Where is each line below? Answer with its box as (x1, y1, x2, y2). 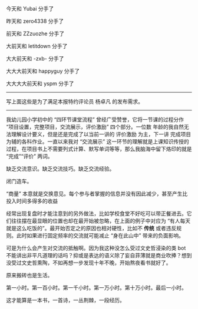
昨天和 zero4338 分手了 (6, 18, 64, 25)
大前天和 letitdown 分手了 (6, 43, 68, 49)
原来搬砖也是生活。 (6, 272, 53, 278)
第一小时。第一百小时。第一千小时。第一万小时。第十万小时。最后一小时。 (6, 284, 187, 291)
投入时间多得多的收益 (6, 197, 58, 204)
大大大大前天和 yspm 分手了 (6, 80, 74, 87)
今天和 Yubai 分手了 (6, 5, 54, 12)
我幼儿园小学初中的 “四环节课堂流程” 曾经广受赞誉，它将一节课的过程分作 (6, 116, 184, 123)
